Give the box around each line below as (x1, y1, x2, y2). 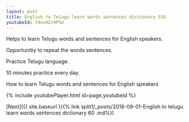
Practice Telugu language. (6, 58, 69, 65)
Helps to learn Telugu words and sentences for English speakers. (6, 36, 163, 43)
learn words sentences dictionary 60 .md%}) (6, 109, 114, 117)
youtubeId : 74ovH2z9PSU (6, 19, 64, 25)
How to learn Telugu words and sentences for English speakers (6, 81, 159, 88)
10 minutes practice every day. (6, 69, 80, 76)
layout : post (6, 8, 38, 15)
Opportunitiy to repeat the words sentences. (6, 47, 113, 54)
